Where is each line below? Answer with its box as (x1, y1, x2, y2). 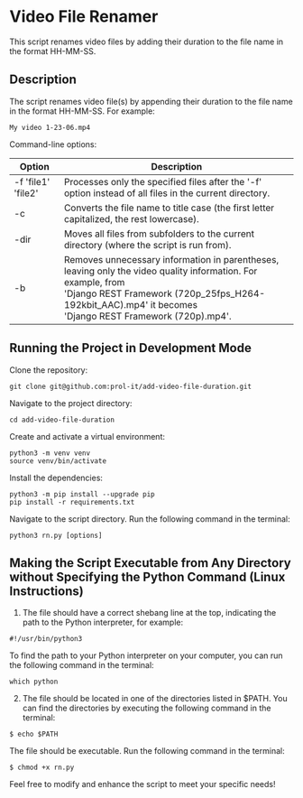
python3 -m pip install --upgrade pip (9, 489, 155, 498)
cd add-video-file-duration (9, 415, 115, 424)
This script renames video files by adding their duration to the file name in (9, 36, 284, 47)
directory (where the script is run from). (63, 238, 232, 251)
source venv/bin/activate (9, 456, 106, 466)
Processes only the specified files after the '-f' (63, 175, 262, 188)
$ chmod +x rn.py (9, 763, 75, 773)
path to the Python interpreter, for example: (22, 617, 184, 628)
